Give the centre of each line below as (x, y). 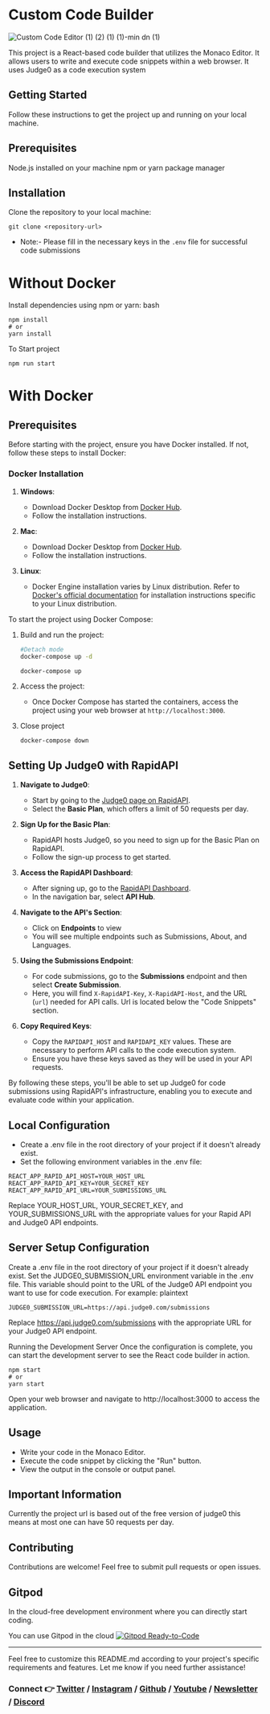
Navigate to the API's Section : (71, 912)
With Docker (51, 395)
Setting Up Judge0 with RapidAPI (94, 765)
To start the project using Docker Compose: (81, 619)
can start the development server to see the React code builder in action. (129, 1355)
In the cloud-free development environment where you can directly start (128, 1612)
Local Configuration (59, 1125)
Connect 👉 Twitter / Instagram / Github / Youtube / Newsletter (133, 1688)
